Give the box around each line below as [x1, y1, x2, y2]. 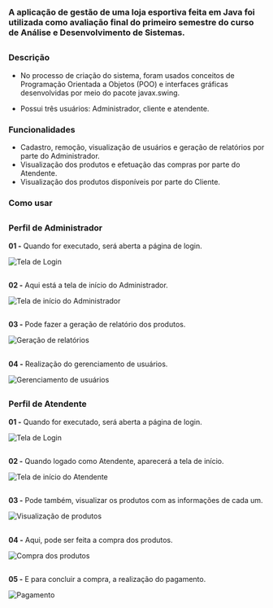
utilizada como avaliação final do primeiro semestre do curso [8, 16, 254, 28]
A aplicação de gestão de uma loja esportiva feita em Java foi [8, 7, 256, 18]
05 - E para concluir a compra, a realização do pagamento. [8, 575, 206, 584]
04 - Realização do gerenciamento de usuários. [8, 359, 168, 369]
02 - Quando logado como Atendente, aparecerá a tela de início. [8, 457, 225, 466]
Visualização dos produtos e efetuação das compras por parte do [19, 160, 240, 169]
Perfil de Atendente [8, 398, 87, 409]
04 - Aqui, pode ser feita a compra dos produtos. [8, 535, 173, 545]
